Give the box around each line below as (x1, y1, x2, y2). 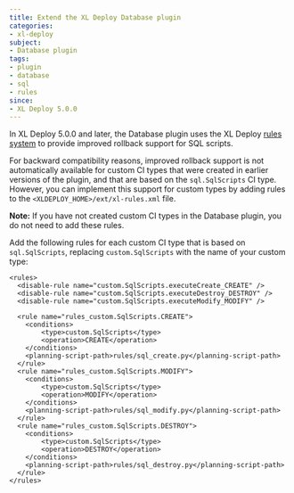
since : (9, 95, 34, 105)
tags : (9, 54, 29, 63)
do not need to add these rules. (9, 220, 125, 231)
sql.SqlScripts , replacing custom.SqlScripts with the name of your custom (9, 247, 286, 258)
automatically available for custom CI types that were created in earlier (9, 165, 269, 176)
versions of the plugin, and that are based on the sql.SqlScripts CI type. (9, 175, 277, 185)
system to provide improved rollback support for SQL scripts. (9, 138, 233, 149)
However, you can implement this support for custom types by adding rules (9, 184, 286, 194)
